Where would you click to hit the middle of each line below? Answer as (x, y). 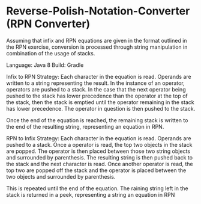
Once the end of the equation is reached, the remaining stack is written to (97, 120)
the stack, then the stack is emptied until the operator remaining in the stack (100, 102)
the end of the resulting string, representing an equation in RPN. (85, 126)
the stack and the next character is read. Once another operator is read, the (100, 164)
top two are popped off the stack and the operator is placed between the (96, 170)
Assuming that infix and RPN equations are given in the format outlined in (97, 40)
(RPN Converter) (48, 24)
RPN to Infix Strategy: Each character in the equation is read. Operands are (99, 138)
